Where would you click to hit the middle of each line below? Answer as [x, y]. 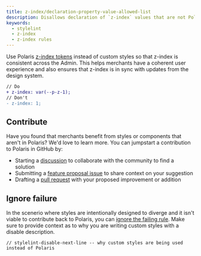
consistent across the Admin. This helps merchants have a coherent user [96, 63]
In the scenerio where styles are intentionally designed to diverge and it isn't [100, 213]
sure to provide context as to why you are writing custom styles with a [93, 225]
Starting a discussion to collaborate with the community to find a [95, 161]
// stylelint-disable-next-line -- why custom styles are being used [95, 243]
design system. [25, 76]
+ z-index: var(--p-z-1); [38, 92]
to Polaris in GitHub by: [34, 149]
